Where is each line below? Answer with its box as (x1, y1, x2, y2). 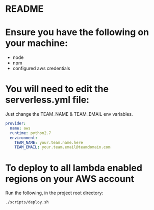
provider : (5, 121, 27, 126)
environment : (10, 135, 38, 140)
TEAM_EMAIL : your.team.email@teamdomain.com (14, 144, 111, 150)
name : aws (10, 125, 31, 131)
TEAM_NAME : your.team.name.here (14, 140, 83, 145)
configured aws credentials (12, 65, 70, 72)
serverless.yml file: (5, 94, 90, 106)
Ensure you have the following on (5, 27, 149, 38)
